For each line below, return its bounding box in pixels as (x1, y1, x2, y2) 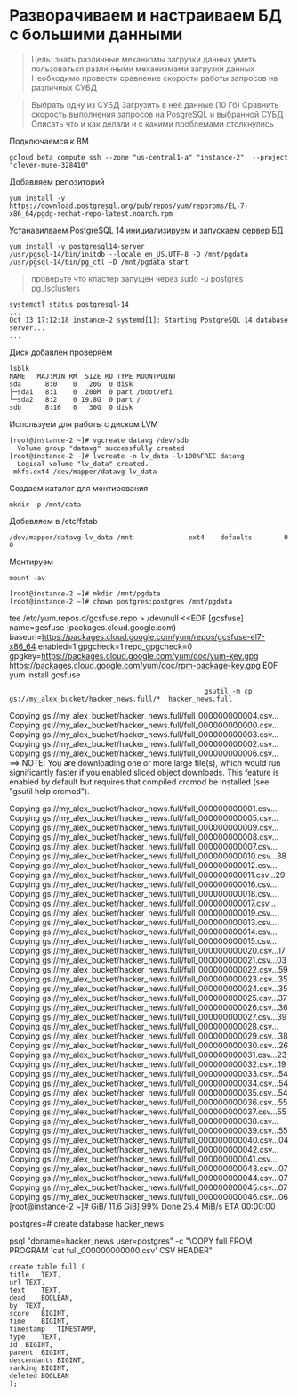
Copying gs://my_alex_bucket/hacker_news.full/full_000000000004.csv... (9, 710, 279, 720)
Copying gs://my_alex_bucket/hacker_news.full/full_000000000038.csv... (9, 1115, 279, 1126)
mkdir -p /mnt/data (9, 500, 82, 509)
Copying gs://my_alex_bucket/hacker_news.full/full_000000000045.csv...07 (9, 1182, 288, 1193)
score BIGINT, (9, 1309, 69, 1318)
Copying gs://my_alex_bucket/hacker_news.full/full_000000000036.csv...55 (9, 1096, 288, 1107)
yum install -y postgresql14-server (9, 242, 145, 250)
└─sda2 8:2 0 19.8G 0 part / (9, 395, 141, 404)
